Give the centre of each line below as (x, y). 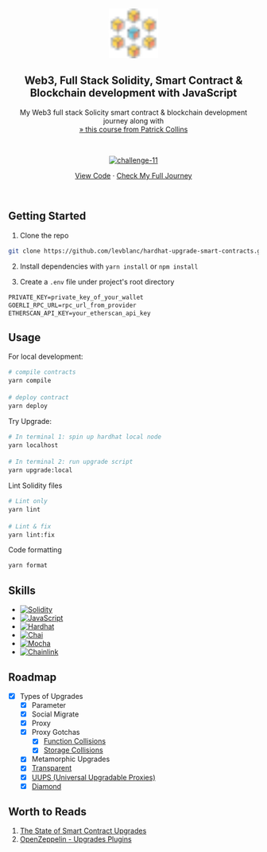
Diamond (46, 786)
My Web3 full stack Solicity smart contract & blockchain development (133, 112)
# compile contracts (43, 372)
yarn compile (30, 381)
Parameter (48, 705)
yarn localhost (33, 445)
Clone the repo (44, 235)
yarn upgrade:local (41, 470)
